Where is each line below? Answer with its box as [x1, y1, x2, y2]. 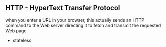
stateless [12, 37, 32, 43]
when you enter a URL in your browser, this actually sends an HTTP [5, 17, 144, 23]
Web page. [5, 27, 28, 34]
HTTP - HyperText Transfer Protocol [5, 4, 120, 12]
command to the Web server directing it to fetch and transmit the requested [5, 22, 161, 28]
